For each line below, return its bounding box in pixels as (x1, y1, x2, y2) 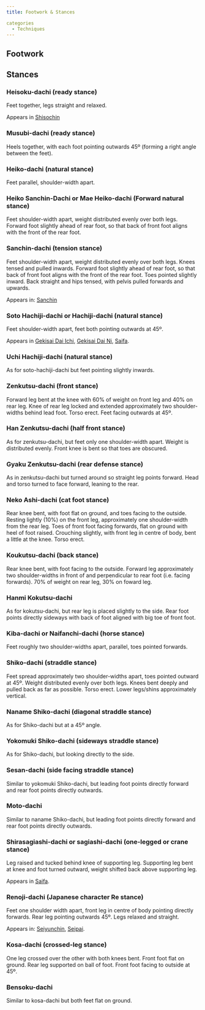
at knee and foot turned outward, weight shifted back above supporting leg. (6, 866, 198, 873)
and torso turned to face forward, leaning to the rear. (6, 480, 140, 488)
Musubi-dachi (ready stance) (6, 129, 95, 138)
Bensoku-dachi (6, 983, 53, 992)
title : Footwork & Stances (6, 9, 75, 15)
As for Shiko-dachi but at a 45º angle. (6, 721, 102, 728)
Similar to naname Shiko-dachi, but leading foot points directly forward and (6, 815, 196, 823)
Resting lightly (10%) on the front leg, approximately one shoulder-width (6, 516, 188, 524)
